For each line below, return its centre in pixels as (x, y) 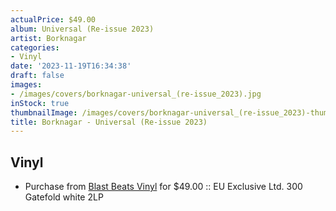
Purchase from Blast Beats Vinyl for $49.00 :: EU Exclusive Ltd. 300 (163, 187)
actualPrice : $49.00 (53, 19)
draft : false (37, 76)
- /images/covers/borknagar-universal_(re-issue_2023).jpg (136, 94)
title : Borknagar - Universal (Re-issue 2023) (109, 122)
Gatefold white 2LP (64, 197)
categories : (35, 47)
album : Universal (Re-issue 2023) (82, 29)
